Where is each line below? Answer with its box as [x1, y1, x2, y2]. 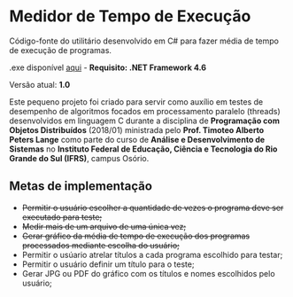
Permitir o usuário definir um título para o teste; [21, 259, 195, 270]
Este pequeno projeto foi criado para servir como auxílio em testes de [9, 96, 264, 107]
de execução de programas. [9, 44, 112, 55]
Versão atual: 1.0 [9, 79, 71, 90]
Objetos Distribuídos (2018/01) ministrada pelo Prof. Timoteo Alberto [9, 124, 265, 135]
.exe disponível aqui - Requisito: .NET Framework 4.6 [9, 62, 206, 73]
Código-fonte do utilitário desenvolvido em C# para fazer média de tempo [9, 35, 279, 46]
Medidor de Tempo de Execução [9, 6, 251, 27]
